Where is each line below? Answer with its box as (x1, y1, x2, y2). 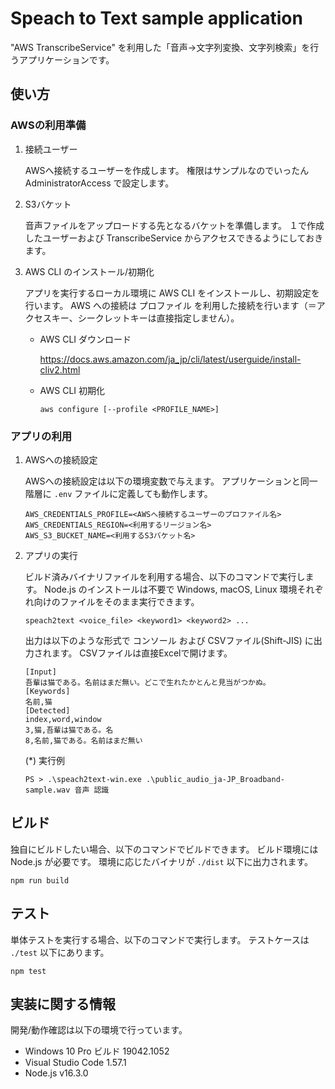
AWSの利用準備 (10, 118, 87, 132)
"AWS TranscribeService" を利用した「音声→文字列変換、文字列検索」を (10, 41, 311, 53)
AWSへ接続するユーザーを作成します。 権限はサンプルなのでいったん (24, 164, 310, 176)
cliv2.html (39, 363, 81, 376)
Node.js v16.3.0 (24, 1067, 89, 1079)
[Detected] (24, 705, 71, 716)
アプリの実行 (24, 549, 78, 561)
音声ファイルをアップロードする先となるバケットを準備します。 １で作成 (24, 219, 325, 231)
